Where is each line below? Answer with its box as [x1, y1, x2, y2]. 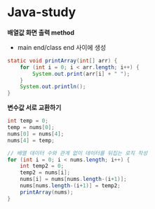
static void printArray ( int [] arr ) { [7, 57, 118, 64]
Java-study [7, 4, 76, 20]
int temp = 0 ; [7, 117, 49, 125]
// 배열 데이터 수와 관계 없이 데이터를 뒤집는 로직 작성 [7, 149, 148, 156]
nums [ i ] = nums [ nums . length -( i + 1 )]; [20, 176, 128, 183]
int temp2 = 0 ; [20, 163, 65, 170]
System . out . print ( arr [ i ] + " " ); [32, 70, 130, 77]
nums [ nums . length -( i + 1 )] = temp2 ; [20, 182, 121, 189]
